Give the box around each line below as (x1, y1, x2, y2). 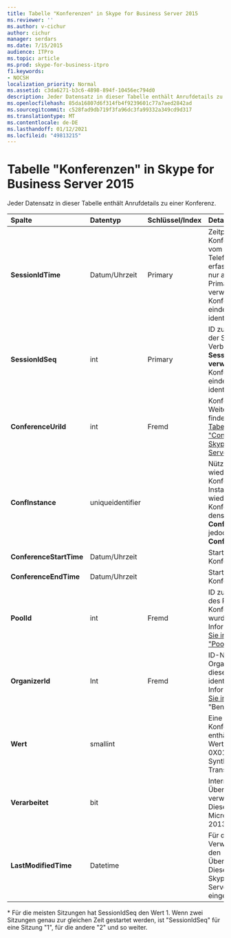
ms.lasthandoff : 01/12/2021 (7, 126, 88, 132)
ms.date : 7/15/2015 (7, 42, 63, 49)
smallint (89, 739, 115, 749)
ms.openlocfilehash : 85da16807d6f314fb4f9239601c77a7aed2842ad (7, 100, 192, 107)
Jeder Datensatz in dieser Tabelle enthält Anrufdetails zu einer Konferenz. (7, 199, 217, 208)
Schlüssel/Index (147, 215, 202, 225)
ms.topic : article (7, 55, 60, 62)
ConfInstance (10, 498, 56, 508)
